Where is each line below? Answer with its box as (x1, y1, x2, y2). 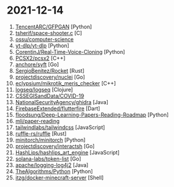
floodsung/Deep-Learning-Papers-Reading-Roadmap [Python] (15, 111, 169, 118)
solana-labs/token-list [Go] (15, 155, 82, 162)
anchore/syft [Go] (15, 60, 59, 68)
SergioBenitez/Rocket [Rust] (15, 67, 85, 74)
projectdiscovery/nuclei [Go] (15, 73, 85, 80)
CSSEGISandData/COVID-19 (15, 92, 85, 99)
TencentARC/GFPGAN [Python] (15, 23, 92, 30)
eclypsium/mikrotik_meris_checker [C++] (15, 79, 116, 86)
